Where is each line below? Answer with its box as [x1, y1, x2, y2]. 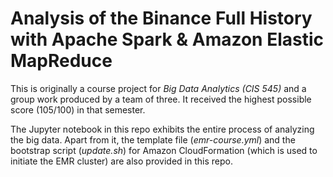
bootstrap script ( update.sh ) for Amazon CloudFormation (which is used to [10, 144, 318, 156]
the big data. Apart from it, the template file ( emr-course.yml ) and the [10, 133, 296, 146]
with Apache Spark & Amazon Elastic [10, 28, 325, 51]
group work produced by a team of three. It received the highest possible [10, 93, 312, 105]
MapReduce [10, 50, 113, 72]
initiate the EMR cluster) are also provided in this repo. [10, 155, 233, 167]
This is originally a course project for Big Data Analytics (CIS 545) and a [10, 82, 307, 94]
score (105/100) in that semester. [10, 103, 146, 116]
